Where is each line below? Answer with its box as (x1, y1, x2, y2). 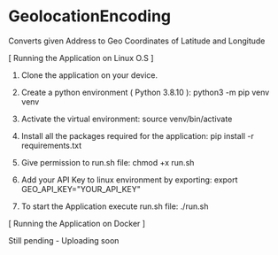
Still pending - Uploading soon (8, 235, 120, 245)
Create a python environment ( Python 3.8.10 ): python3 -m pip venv (20, 87, 270, 97)
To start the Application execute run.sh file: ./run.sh (20, 201, 209, 212)
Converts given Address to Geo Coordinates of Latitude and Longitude (8, 35, 266, 46)
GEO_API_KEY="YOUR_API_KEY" (20, 183, 141, 194)
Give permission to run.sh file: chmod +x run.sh (20, 157, 195, 167)
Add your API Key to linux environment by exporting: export (20, 174, 238, 185)
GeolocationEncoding (8, 6, 172, 27)
